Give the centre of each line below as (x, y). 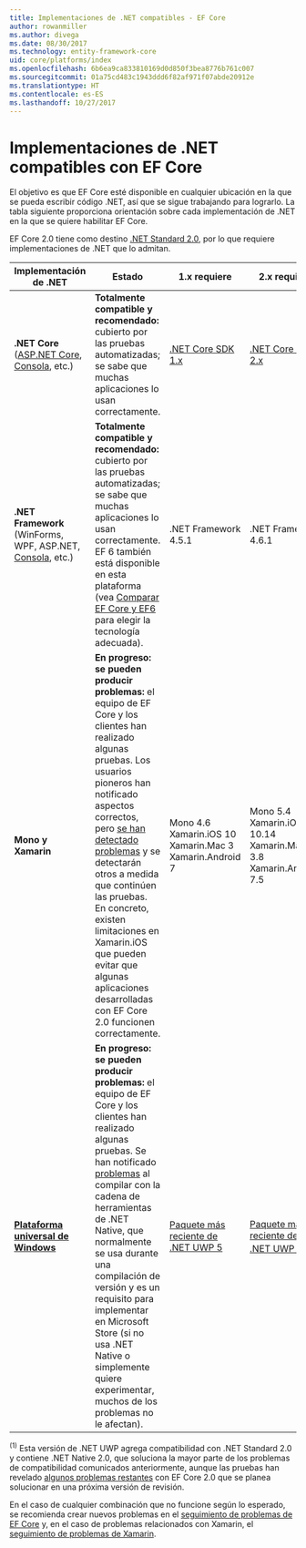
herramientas (123, 1208)
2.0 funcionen (124, 1022)
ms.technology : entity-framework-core (83, 52)
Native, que (119, 1231)
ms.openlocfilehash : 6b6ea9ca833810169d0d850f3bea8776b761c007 (132, 69)
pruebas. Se (121, 1151)
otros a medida (127, 874)
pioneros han (122, 783)
